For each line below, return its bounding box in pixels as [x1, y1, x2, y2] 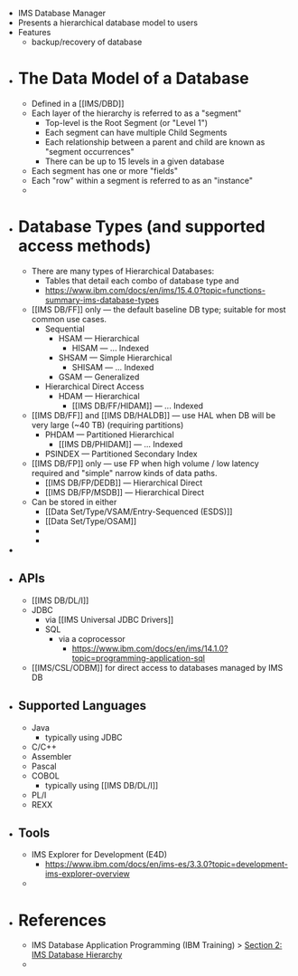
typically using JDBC [44, 732, 124, 742]
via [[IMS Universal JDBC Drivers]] [44, 614, 174, 625]
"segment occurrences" [44, 146, 135, 157]
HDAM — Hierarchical [58, 390, 140, 401]
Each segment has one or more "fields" [31, 165, 179, 176]
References [17, 910, 107, 931]
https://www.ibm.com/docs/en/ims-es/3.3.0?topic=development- [44, 859, 289, 870]
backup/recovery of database [31, 36, 143, 47]
